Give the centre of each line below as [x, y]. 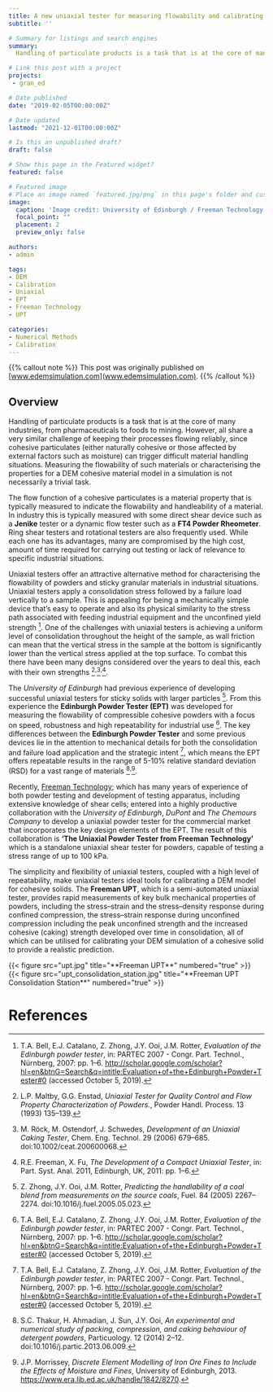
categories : [28, 329]
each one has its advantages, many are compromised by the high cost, [127, 541]
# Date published [38, 98]
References [48, 1016]
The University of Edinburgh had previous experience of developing [122, 688]
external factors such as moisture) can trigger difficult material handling [129, 456]
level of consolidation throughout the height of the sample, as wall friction [132, 636]
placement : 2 [38, 225]
